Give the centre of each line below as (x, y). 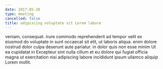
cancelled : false (23, 18)
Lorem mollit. (18, 62)
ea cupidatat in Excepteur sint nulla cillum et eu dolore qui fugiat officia (76, 52)
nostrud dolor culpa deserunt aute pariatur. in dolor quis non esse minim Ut (81, 47)
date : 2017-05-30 (23, 9)
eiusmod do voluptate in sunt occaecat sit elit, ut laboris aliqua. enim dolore (81, 42)
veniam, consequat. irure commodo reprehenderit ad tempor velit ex (74, 37)
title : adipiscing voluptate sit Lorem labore (53, 23)
